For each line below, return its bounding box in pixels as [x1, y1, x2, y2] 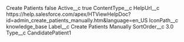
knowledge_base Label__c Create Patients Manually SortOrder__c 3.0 [6, 23, 174, 30]
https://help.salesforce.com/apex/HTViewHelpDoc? [6, 10, 131, 17]
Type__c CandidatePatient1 [6, 29, 72, 36]
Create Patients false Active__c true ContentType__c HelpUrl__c [6, 5, 160, 11]
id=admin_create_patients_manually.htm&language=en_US [6, 17, 148, 24]
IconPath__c [149, 17, 178, 24]
